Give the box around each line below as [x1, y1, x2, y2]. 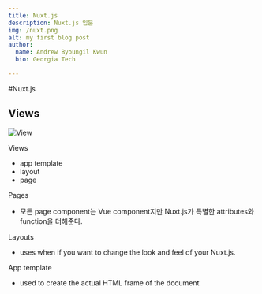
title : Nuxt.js [8, 11, 58, 20]
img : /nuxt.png [8, 26, 58, 34]
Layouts [8, 232, 34, 241]
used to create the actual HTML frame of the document [19, 277, 200, 288]
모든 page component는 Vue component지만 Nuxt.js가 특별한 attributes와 [19, 207, 255, 216]
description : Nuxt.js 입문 [8, 19, 94, 27]
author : [8, 41, 34, 49]
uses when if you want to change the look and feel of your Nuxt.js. [19, 247, 236, 257]
